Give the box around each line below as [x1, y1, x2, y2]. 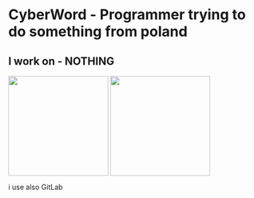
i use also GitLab [8, 182, 63, 192]
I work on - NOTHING [8, 54, 114, 68]
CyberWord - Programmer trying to [8, 6, 246, 24]
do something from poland [8, 22, 188, 41]
